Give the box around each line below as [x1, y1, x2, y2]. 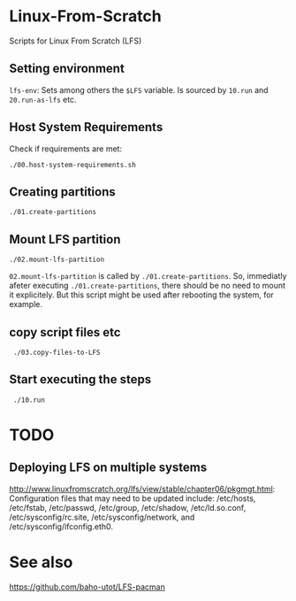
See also [9, 552, 73, 572]
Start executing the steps [9, 372, 152, 387]
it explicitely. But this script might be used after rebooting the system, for [9, 289, 274, 300]
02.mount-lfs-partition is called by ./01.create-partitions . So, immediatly [9, 271, 287, 281]
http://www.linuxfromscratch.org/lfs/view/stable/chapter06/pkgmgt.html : [9, 483, 276, 494]
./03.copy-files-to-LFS [12, 348, 101, 357]
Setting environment [9, 61, 125, 76]
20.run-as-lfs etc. [9, 94, 77, 104]
